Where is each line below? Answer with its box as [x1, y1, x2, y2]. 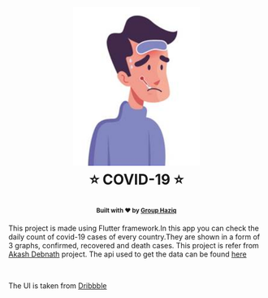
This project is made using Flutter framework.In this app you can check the [8, 223, 260, 233]
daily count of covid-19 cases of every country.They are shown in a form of [8, 231, 261, 242]
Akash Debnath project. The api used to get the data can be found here [8, 249, 247, 259]
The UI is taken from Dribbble [8, 280, 107, 291]
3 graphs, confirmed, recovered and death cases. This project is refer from [8, 240, 260, 250]
